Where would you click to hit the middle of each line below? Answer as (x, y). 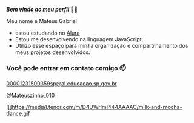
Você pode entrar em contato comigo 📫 (66, 68)
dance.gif (18, 114)
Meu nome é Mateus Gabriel (42, 21)
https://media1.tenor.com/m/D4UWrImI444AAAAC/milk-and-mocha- (97, 107)
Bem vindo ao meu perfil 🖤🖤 (42, 9)
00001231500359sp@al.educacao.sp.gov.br (62, 84)
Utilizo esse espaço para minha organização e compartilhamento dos (102, 46)
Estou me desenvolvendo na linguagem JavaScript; (79, 39)
